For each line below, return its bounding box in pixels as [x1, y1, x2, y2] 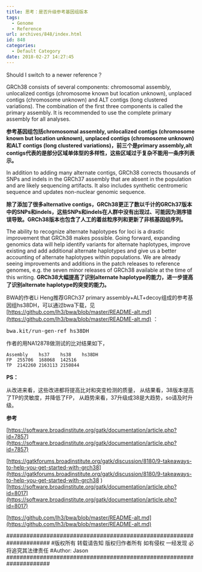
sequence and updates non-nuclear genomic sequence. [6, 188, 146, 195]
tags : [6, 14, 20, 21]
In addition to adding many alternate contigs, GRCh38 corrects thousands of [6, 169, 196, 176]
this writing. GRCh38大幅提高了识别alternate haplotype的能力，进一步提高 [6, 273, 194, 281]
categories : [6, 43, 36, 49]
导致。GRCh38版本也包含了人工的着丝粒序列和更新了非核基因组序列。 [11, 216, 186, 223]
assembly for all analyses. [6, 115, 71, 123]
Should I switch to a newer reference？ [6, 71, 103, 79]
